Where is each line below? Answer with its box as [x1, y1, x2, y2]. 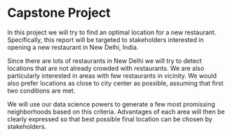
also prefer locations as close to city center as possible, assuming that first [7, 79, 224, 87]
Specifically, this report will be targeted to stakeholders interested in [7, 35, 205, 43]
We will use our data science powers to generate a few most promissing [7, 100, 216, 108]
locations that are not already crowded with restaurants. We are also [7, 64, 205, 72]
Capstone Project [7, 5, 111, 21]
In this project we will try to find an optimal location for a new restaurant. [7, 28, 217, 36]
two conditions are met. [7, 86, 76, 95]
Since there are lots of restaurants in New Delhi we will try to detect [7, 56, 202, 64]
